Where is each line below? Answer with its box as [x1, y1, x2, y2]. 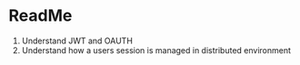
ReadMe [8, 5, 73, 26]
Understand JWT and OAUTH [21, 35, 134, 46]
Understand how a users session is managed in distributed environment [21, 44, 292, 55]
